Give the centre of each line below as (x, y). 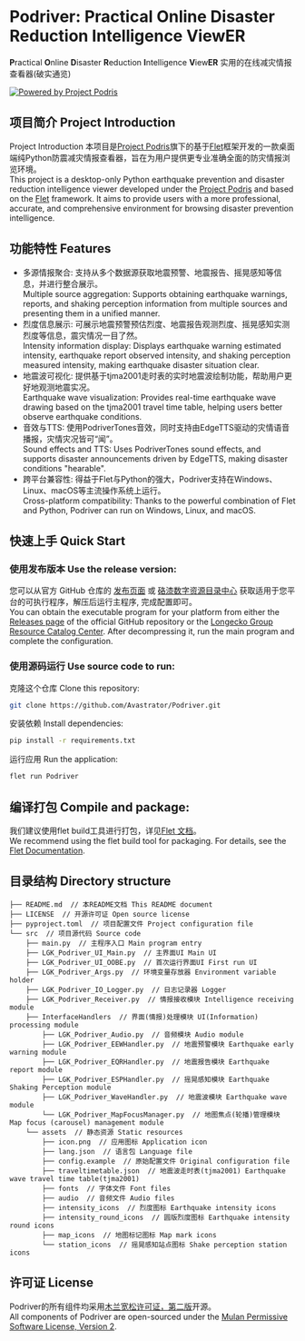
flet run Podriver (44, 777)
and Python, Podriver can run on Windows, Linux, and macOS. (139, 510)
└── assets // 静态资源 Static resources (104, 1132)
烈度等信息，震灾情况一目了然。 (82, 335)
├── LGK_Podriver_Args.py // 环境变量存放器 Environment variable (151, 972)
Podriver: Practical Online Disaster (142, 17)
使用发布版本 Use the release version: (93, 569)
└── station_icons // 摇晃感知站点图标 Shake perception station (165, 1245)
